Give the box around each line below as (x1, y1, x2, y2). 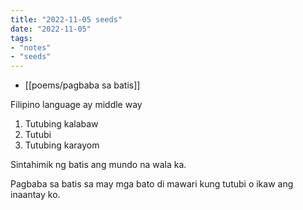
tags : (10, 33, 33, 43)
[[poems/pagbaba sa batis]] (24, 79, 141, 91)
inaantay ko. (10, 189, 61, 201)
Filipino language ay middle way (10, 99, 143, 111)
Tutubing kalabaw (24, 118, 99, 130)
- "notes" (10, 42, 52, 53)
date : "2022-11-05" (10, 24, 92, 34)
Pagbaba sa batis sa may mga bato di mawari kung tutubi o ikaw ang (10, 178, 294, 190)
